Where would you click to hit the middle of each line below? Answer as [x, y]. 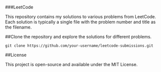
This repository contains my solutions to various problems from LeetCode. [81, 17]
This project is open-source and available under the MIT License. [71, 64]
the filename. [19, 27]
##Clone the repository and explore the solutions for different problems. [78, 37]
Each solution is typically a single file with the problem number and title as [80, 22]
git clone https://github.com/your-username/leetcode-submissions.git [79, 46]
